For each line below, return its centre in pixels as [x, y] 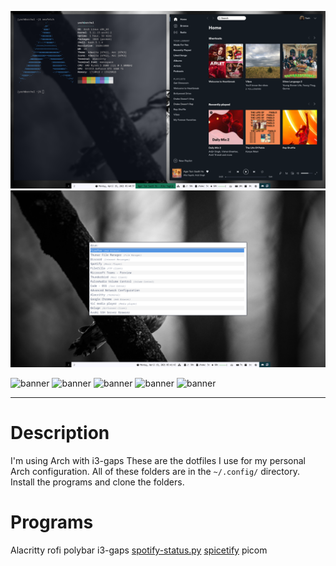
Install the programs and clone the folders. [97, 482]
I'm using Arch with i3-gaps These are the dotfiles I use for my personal [158, 460]
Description [60, 433]
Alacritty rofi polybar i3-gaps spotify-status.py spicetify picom [139, 550]
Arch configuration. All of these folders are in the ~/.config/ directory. [155, 471]
